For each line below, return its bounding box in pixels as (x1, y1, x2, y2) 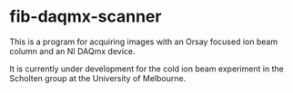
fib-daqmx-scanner (9, 6, 162, 27)
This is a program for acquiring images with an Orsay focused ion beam (9, 36, 278, 47)
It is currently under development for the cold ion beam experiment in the (9, 63, 284, 74)
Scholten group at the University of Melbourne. (9, 72, 187, 83)
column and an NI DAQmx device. (9, 45, 136, 56)
